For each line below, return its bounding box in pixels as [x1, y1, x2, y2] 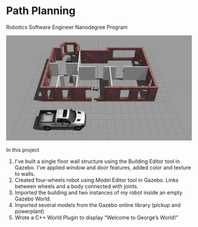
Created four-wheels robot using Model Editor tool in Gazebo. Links [14, 176, 179, 183]
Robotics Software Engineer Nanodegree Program [6, 24, 128, 31]
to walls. [14, 170, 35, 177]
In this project [6, 146, 39, 153]
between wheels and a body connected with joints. [14, 182, 138, 189]
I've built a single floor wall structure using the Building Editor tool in [14, 158, 180, 165]
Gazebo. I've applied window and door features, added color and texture [14, 163, 192, 171]
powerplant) [14, 208, 45, 215]
